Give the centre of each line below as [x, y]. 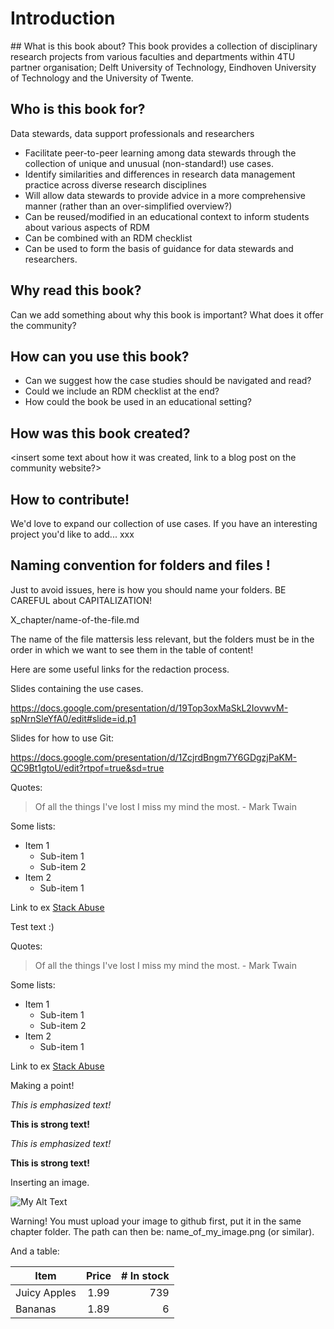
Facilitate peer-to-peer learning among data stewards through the [160, 153]
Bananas [36, 1309]
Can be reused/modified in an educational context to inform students [167, 216]
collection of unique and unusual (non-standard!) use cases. [149, 163]
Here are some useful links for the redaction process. [120, 669]
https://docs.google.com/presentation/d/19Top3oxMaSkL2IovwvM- [149, 708]
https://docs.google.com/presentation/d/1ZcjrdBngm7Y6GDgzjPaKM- [154, 757]
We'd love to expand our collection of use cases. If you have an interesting [164, 523]
